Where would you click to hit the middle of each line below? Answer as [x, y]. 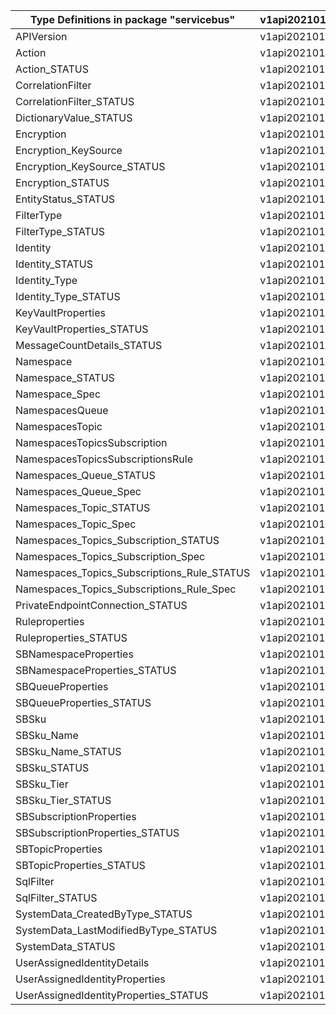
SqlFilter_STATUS [56, 897]
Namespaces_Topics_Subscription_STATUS [117, 540]
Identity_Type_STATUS [68, 296]
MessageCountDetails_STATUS [89, 345]
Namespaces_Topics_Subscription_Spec [110, 556]
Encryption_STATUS [62, 182]
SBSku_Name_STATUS [68, 751]
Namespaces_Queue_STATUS [85, 475]
